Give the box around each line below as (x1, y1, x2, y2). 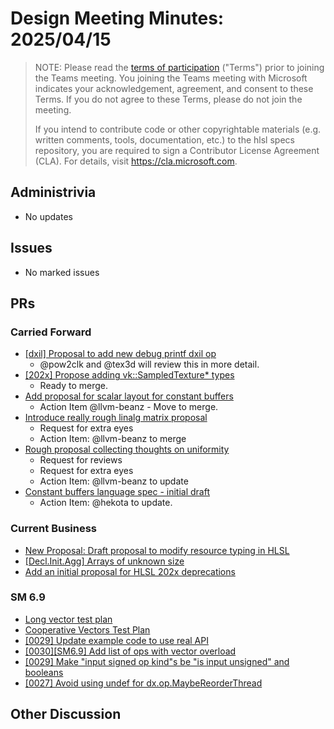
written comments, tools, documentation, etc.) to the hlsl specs (34, 133, 295, 146)
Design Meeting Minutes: (10, 7, 225, 30)
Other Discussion (10, 706, 122, 723)
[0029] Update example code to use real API (24, 634, 209, 646)
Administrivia (10, 184, 97, 201)
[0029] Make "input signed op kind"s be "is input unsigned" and (24, 655, 290, 667)
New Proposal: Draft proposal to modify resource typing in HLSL (24, 544, 290, 556)
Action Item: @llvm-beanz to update (39, 475, 189, 487)
